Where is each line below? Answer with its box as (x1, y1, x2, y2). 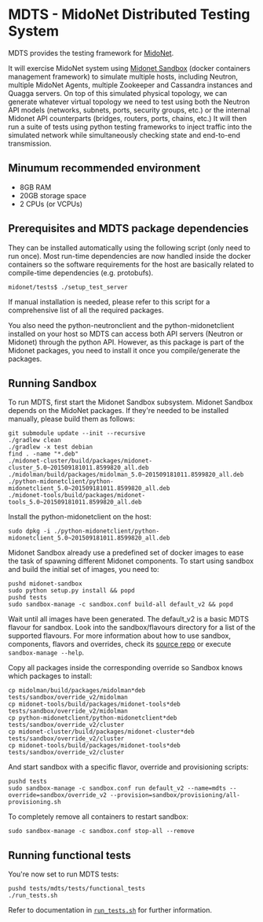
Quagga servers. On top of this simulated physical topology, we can (8, 88, 228, 98)
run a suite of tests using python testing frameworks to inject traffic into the (8, 122, 253, 131)
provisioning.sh (8, 798, 61, 806)
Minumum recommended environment (8, 161, 201, 175)
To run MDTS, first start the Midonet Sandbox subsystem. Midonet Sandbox (8, 397, 254, 407)
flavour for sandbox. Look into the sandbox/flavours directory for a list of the (8, 623, 256, 632)
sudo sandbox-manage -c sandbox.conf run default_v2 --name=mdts (8, 784, 226, 792)
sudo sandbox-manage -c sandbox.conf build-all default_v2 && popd (8, 600, 234, 609)
